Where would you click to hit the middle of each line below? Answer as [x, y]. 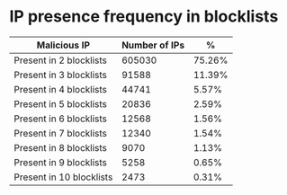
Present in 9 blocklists [61, 162]
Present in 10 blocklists [63, 177]
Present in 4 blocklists [61, 89]
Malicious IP [63, 45]
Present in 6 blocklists [61, 119]
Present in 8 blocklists [61, 147]
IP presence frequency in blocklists [144, 17]
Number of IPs [153, 45]
